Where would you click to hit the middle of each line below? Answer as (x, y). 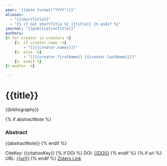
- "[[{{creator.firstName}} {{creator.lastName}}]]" (80, 57)
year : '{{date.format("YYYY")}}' (40, 10)
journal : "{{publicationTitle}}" (40, 29)
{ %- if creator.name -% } (40, 43)
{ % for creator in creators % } (38, 38)
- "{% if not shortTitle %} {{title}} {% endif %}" (66, 24)
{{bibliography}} (22, 109)
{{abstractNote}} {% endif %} (36, 143)
